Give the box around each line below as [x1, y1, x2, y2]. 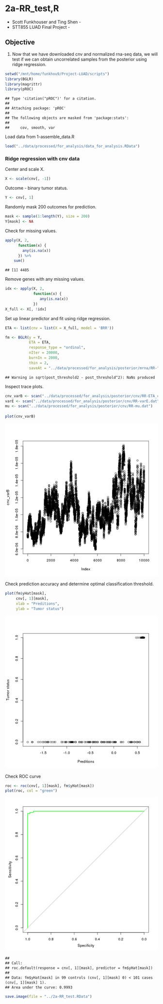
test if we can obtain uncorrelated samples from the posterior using [12, 56, 147, 62]
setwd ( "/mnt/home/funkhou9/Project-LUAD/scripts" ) [5, 71, 110, 76]
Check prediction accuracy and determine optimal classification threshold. [5, 581, 154, 587]
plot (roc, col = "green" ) [5, 788, 57, 793]
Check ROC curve [5, 773, 41, 779]
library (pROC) [5, 87, 34, 92]
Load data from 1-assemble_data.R [5, 134, 75, 140]
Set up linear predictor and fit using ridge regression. [5, 315, 111, 321]
